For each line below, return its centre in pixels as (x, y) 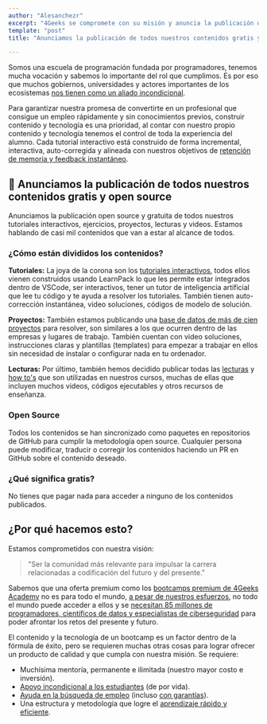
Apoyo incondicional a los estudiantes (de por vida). (105, 687)
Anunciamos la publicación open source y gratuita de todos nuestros (121, 216)
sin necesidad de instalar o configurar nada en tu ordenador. (107, 354)
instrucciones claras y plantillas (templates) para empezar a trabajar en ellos (133, 345)
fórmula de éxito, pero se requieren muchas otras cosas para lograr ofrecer (132, 645)
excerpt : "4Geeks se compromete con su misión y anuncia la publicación (131, 23)
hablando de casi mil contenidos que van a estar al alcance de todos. (122, 233)
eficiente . (35, 712)
